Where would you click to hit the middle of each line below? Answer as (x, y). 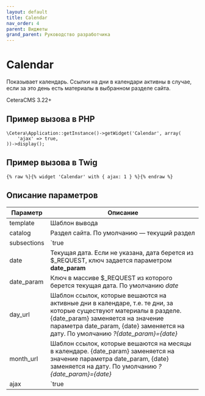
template (22, 223)
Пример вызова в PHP (51, 119)
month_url (24, 359)
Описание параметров (52, 196)
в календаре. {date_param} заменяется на (113, 351)
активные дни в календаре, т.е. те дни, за (112, 303)
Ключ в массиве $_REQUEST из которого (111, 278)
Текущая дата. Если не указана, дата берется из (122, 253)
